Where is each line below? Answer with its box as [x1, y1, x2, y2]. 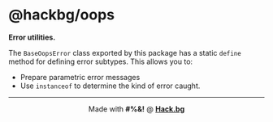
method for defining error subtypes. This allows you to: [8, 57, 193, 66]
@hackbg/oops [8, 6, 115, 24]
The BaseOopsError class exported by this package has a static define [8, 48, 241, 57]
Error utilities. [8, 32, 56, 42]
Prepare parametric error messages [19, 72, 141, 82]
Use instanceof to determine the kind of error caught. [19, 81, 201, 90]
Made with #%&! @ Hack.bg [88, 103, 185, 114]
